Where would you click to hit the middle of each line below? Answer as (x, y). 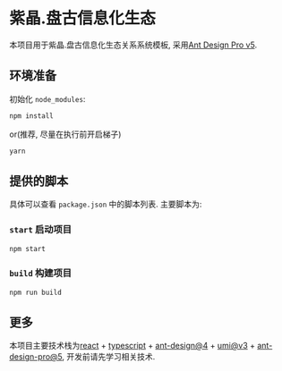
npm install (31, 116)
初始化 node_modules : (47, 98)
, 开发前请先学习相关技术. (109, 357)
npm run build (36, 292)
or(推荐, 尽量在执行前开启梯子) (65, 134)
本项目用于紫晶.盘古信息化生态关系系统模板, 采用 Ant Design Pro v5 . (133, 45)
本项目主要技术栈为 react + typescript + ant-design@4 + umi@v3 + (132, 346)
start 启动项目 (41, 230)
